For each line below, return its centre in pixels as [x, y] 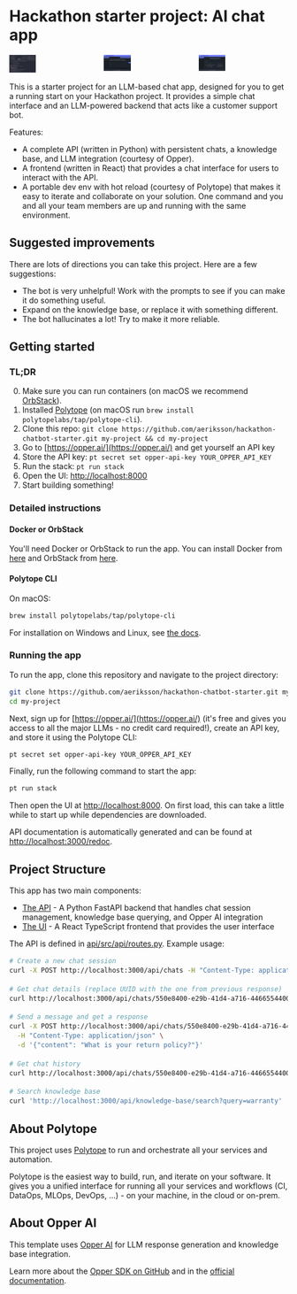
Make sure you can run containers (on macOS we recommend [135, 391]
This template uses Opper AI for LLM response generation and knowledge [144, 1244]
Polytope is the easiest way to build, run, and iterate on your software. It [140, 1176]
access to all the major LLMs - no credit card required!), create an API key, [145, 728]
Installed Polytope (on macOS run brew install [108, 410]
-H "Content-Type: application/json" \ [91, 1036]
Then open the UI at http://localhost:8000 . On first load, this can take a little [147, 805]
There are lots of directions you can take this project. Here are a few [133, 264]
